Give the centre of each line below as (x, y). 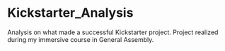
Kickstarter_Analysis (70, 13)
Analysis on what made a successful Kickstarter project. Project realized (113, 32)
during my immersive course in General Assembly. (81, 39)
